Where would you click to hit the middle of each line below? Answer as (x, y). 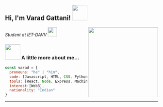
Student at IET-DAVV (26, 35)
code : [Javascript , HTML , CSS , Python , (50, 77)
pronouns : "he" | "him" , (34, 72)
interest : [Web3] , (27, 86)
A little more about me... (50, 57)
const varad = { (21, 68)
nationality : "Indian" (32, 90)
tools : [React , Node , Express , (41, 81)
